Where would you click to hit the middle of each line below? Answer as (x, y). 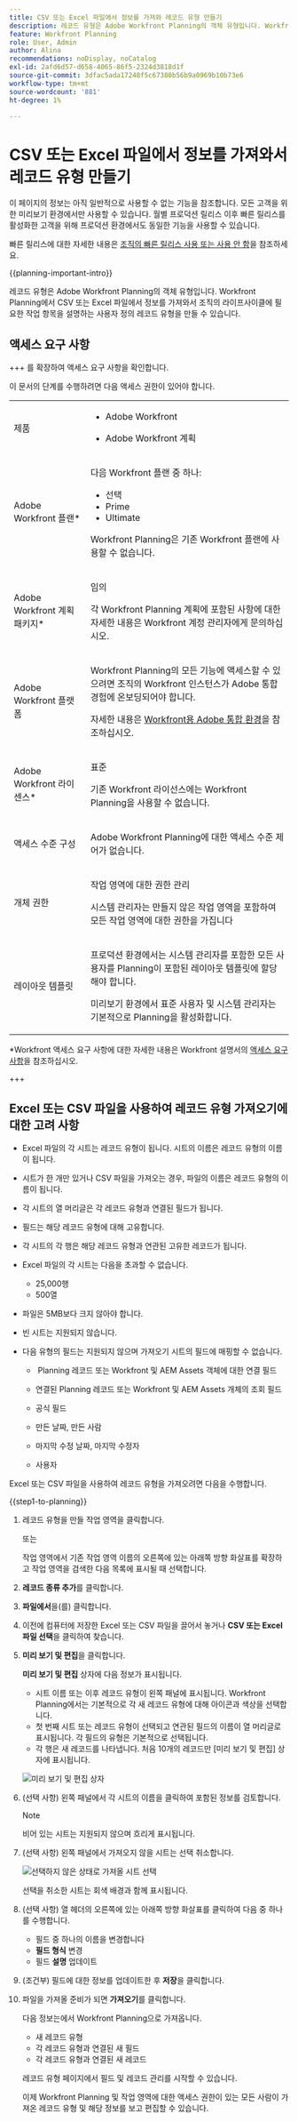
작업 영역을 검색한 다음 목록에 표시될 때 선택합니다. (119, 1569)
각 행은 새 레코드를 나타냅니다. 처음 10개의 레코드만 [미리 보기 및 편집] (156, 1749)
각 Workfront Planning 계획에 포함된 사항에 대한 (185, 609)
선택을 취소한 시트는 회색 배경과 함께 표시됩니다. (105, 1891)
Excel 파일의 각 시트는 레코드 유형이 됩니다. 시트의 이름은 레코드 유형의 (144, 1149)
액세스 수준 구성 (45, 844)
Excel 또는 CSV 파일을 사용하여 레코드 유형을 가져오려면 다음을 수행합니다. (138, 1484)
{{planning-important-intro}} (61, 273)
